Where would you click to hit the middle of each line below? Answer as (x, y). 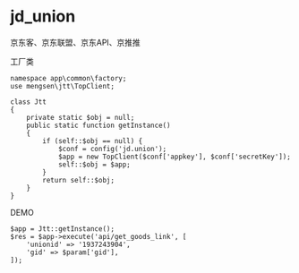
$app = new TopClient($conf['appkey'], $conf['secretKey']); (175, 157)
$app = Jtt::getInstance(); (63, 229)
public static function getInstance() (98, 125)
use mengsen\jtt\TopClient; (63, 86)
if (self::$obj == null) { (93, 141)
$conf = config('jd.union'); (112, 149)
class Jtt (29, 102)
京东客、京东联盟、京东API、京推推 (76, 42)
